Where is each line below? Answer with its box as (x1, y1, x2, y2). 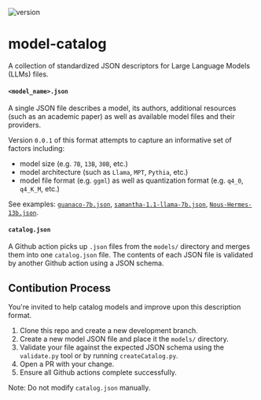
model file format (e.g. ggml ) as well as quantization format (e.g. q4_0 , (19, 176, 244, 185)
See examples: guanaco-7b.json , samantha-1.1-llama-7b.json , (8, 199, 208, 209)
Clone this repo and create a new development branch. (19, 326, 198, 335)
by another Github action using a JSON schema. (8, 258, 164, 268)
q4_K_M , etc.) (19, 184, 61, 194)
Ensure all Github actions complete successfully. (19, 368, 177, 377)
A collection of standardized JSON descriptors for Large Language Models (8, 61, 250, 70)
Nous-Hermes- (209, 201, 252, 209)
